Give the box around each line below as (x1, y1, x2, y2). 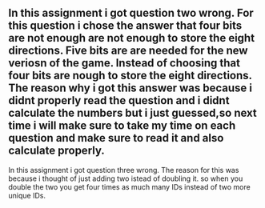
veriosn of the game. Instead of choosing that (8, 56, 240, 70)
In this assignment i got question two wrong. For (8, 6, 254, 20)
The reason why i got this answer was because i (8, 82, 252, 95)
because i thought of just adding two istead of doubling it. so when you (8, 174, 243, 183)
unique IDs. (8, 190, 46, 200)
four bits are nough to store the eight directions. (8, 69, 252, 82)
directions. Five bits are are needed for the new (8, 44, 248, 58)
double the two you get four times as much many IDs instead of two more (8, 182, 251, 191)
